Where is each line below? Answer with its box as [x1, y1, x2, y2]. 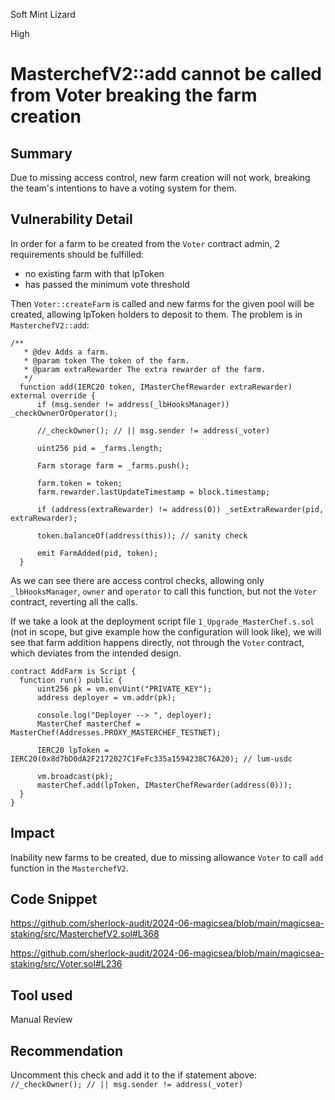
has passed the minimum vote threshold [24, 278, 190, 290]
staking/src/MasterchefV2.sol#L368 [10, 928, 160, 940]
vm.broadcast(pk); [36, 771, 114, 781]
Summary [10, 145, 73, 162]
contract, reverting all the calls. [10, 595, 138, 608]
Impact [10, 825, 55, 842]
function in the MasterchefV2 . [10, 862, 129, 874]
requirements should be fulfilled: [10, 248, 144, 260]
